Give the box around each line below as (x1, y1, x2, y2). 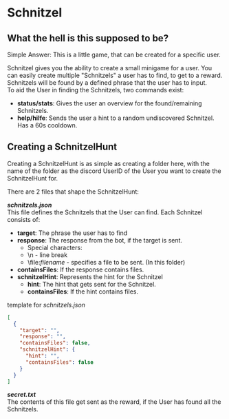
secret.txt (7, 391, 36, 399)
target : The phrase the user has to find (17, 229, 128, 237)
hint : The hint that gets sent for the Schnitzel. (27, 280, 156, 288)
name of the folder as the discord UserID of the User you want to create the (7, 167, 221, 175)
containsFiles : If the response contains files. (17, 265, 144, 274)
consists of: (7, 215, 41, 223)
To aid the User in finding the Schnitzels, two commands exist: (7, 86, 184, 94)
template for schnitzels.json (7, 300, 86, 309)
